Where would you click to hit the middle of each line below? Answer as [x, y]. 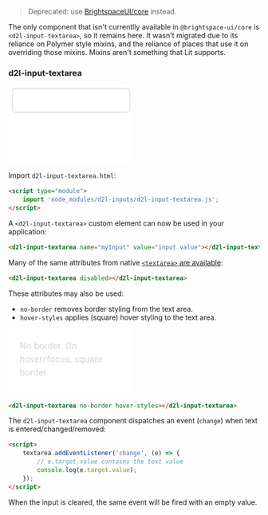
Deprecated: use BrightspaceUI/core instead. [102, 12]
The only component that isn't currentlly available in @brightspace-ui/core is [134, 27]
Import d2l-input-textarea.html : [62, 175]
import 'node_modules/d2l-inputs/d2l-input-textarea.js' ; [121, 200]
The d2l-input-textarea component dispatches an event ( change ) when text [133, 421]
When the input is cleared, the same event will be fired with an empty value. [133, 502]
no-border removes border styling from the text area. [106, 309]
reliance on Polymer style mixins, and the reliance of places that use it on [128, 44]
